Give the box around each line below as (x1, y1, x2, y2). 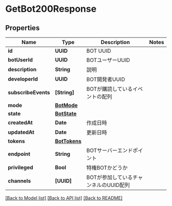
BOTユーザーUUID (86, 57, 131, 64)
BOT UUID (86, 47, 111, 54)
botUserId (8, 56, 33, 63)
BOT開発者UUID (86, 76, 125, 83)
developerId (8, 75, 38, 83)
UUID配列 (106, 181, 130, 189)
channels (8, 177, 31, 184)
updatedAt (8, 129, 35, 136)
